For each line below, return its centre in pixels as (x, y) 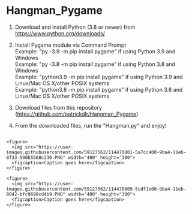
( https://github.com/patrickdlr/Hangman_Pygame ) (76, 114)
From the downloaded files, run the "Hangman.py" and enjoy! (91, 125)
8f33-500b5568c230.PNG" (36, 157)
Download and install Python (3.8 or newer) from (75, 27)
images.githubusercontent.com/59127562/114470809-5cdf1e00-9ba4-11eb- (96, 189)
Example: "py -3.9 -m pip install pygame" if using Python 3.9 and (95, 51)
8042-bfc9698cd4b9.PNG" (36, 194)
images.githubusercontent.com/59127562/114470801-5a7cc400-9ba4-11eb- (96, 152)
